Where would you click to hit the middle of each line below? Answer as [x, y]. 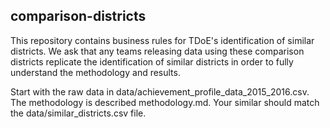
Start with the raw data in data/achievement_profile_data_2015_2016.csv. [160, 91]
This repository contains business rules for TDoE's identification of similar [162, 40]
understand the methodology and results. [95, 72]
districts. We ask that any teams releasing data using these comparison [157, 51]
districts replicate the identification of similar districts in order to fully [152, 61]
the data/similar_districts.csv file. [78, 113]
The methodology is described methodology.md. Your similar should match [165, 102]
